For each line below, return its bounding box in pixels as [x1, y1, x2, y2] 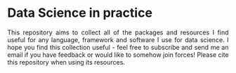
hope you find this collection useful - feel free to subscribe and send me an [7, 43, 229, 51]
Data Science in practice [7, 5, 153, 21]
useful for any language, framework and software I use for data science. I [7, 35, 229, 44]
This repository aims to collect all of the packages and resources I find [7, 28, 229, 36]
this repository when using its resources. [7, 58, 125, 66]
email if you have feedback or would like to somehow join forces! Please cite [7, 51, 229, 59]
